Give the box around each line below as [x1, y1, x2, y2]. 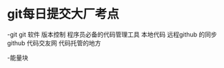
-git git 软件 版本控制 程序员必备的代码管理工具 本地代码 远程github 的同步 [7, 30, 217, 38]
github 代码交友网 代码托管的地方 [7, 38, 101, 47]
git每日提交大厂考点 [7, 6, 119, 22]
